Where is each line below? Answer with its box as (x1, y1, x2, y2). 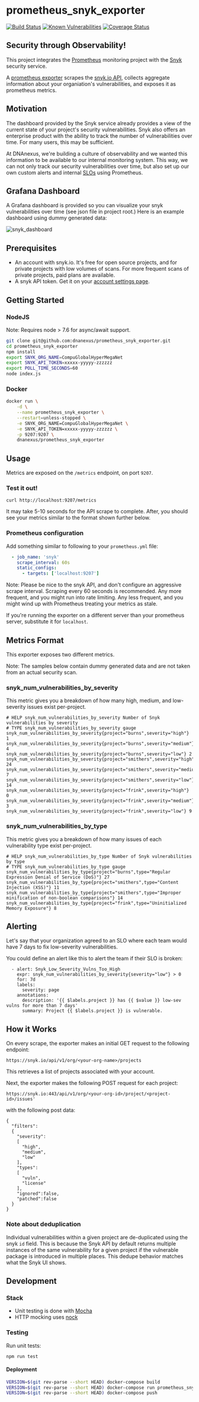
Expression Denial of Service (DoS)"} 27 (6, 874, 110, 880)
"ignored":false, (17, 1191, 60, 1197)
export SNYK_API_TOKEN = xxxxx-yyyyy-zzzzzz (6, 360, 113, 366)
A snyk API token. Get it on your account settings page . (14, 278, 150, 285)
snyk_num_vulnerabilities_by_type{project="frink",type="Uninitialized (6, 900, 187, 906)
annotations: (17, 992, 49, 998)
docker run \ (6, 398, 38, 404)
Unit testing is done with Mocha (14, 1307, 93, 1315)
